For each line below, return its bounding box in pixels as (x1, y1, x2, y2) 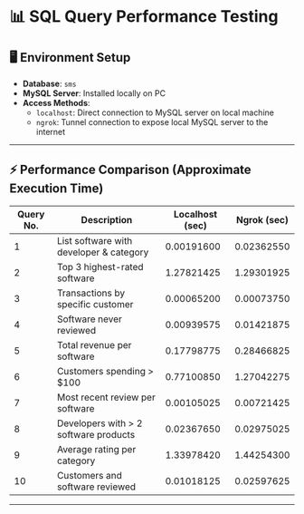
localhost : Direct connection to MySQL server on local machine (35, 107, 274, 118)
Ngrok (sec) (236, 213, 290, 226)
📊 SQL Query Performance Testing (9, 6, 279, 27)
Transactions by (57, 286, 125, 299)
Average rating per (57, 442, 137, 455)
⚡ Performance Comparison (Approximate (9, 162, 252, 178)
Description (81, 213, 133, 226)
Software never (57, 313, 122, 325)
